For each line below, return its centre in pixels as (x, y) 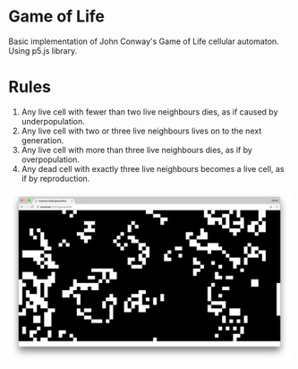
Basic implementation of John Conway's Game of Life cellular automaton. (144, 41)
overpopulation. (50, 159)
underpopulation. (53, 121)
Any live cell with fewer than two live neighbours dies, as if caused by (149, 112)
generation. (43, 140)
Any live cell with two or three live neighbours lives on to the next (141, 131)
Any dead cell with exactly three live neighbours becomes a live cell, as (153, 168)
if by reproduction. (55, 178)
